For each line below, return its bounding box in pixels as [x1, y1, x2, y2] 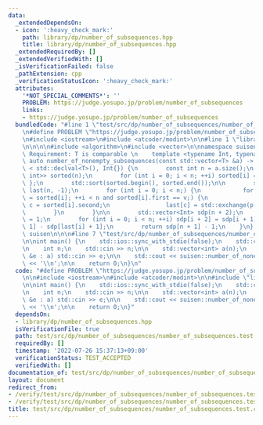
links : [22, 107, 44, 114]
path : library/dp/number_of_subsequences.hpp [22, 33, 174, 42]
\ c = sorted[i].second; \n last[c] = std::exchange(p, [22, 201, 258, 209]
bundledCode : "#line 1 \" [15, 121, 100, 129]
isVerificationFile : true [15, 325, 100, 333]
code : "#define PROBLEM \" [15, 267, 103, 274]
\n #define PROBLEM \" [22, 128, 92, 136]
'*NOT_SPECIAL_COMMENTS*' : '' [22, 92, 121, 100]
